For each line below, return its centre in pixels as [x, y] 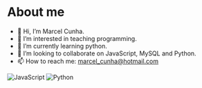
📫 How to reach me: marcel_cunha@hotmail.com [88, 61]
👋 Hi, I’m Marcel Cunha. [50, 31]
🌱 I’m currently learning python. [62, 46]
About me [36, 12]
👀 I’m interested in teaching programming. [77, 38]
